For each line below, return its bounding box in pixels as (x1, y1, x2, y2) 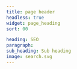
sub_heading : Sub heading (6, 48, 71, 54)
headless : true (6, 15, 45, 21)
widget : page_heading (6, 20, 61, 26)
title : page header (6, 8, 55, 15)
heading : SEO (6, 37, 39, 43)
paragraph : (6, 42, 34, 48)
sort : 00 (6, 25, 28, 32)
